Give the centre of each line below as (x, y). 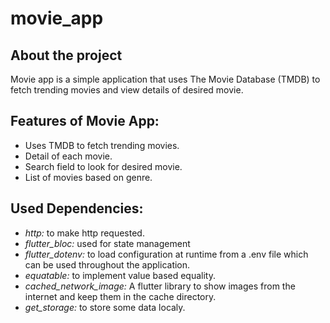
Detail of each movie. (68, 156)
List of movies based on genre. (88, 177)
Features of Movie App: (85, 121)
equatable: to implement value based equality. (120, 275)
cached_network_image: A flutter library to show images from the (160, 286)
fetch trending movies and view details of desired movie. (127, 90)
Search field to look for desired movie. (103, 166)
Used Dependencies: (77, 208)
